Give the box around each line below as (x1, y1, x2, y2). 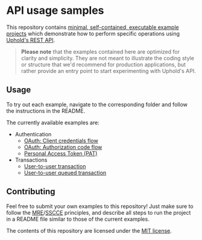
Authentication (14, 130, 52, 137)
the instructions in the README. (6, 107, 86, 115)
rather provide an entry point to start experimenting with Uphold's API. (21, 67, 196, 74)
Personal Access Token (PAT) (24, 150, 98, 157)
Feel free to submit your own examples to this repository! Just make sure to (6, 203, 194, 210)
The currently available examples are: (6, 119, 99, 126)
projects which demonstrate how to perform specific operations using (6, 30, 180, 37)
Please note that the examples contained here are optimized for (21, 48, 180, 55)
